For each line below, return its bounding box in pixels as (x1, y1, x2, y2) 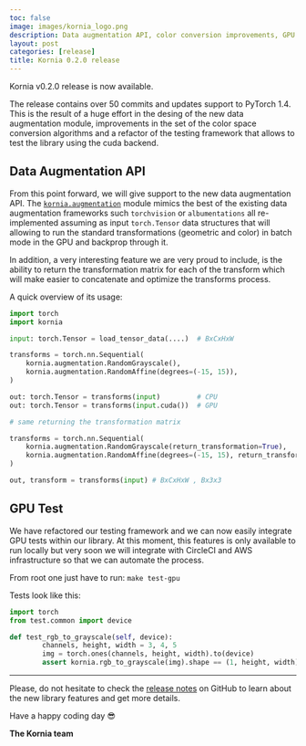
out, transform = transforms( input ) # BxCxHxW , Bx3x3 (9, 476, 222, 485)
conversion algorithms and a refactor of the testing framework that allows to (9, 128, 295, 138)
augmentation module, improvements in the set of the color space (9, 118, 257, 129)
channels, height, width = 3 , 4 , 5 (42, 641, 178, 650)
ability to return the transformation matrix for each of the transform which (9, 264, 285, 275)
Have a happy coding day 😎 (9, 710, 117, 721)
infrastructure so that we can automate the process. (9, 554, 205, 565)
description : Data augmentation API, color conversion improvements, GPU (9, 30, 296, 39)
